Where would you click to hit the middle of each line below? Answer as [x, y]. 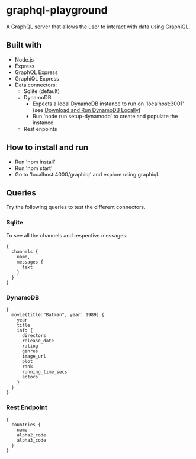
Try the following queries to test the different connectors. [76, 207]
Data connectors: [36, 85]
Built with [24, 45]
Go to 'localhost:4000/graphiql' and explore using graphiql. [87, 174]
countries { [26, 425]
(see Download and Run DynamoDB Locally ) [86, 110]
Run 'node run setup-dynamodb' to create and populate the [105, 116]
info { [25, 330]
